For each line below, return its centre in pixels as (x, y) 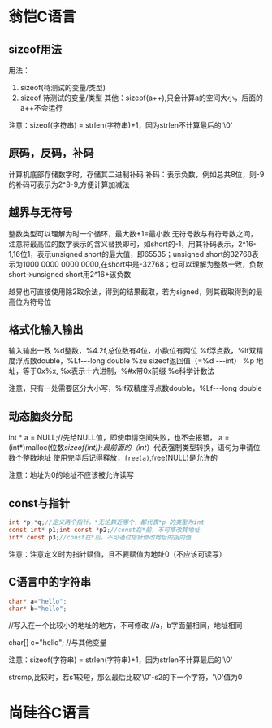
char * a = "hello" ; (38, 601)
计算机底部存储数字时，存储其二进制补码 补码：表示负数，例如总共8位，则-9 (136, 174)
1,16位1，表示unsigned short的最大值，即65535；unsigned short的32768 (130, 253)
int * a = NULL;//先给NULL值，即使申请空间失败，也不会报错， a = (119, 438)
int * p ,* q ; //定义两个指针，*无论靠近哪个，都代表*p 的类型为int (106, 522)
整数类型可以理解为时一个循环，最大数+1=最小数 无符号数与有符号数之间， (133, 233)
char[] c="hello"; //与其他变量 (58, 643)
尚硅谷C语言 (50, 713)
